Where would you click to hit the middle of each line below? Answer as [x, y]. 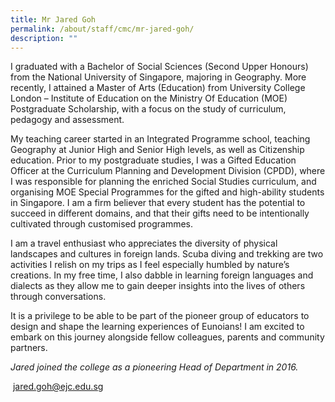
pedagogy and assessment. [67, 120]
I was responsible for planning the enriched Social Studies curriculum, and [163, 182]
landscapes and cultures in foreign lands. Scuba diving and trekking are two [167, 254]
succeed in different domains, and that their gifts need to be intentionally [160, 213]
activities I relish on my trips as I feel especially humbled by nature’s [150, 265]
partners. [29, 348]
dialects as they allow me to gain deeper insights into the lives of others [158, 286]
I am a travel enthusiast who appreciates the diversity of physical [144, 243]
